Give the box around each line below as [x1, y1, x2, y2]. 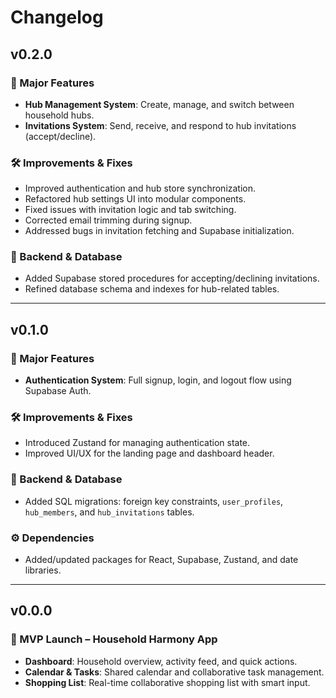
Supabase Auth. [24, 385, 92, 397]
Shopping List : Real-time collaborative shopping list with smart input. [24, 676, 311, 688]
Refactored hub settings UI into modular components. [24, 193, 247, 205]
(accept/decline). [24, 130, 97, 142]
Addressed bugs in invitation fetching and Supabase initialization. [24, 225, 295, 237]
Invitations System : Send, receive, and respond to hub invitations [24, 119, 297, 131]
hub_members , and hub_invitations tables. [24, 506, 195, 518]
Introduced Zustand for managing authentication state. [24, 437, 251, 449]
